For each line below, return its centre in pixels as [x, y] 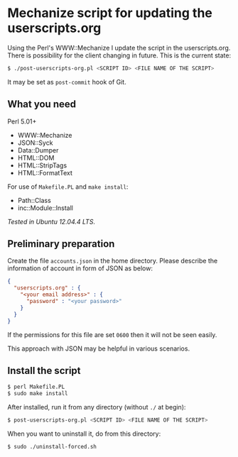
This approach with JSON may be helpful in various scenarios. [99, 348]
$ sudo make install [38, 394]
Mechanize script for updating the [110, 13]
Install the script [44, 370]
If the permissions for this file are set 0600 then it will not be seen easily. [112, 334]
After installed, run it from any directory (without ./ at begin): [97, 407]
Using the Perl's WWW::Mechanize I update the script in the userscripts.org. [119, 48]
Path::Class [34, 200]
